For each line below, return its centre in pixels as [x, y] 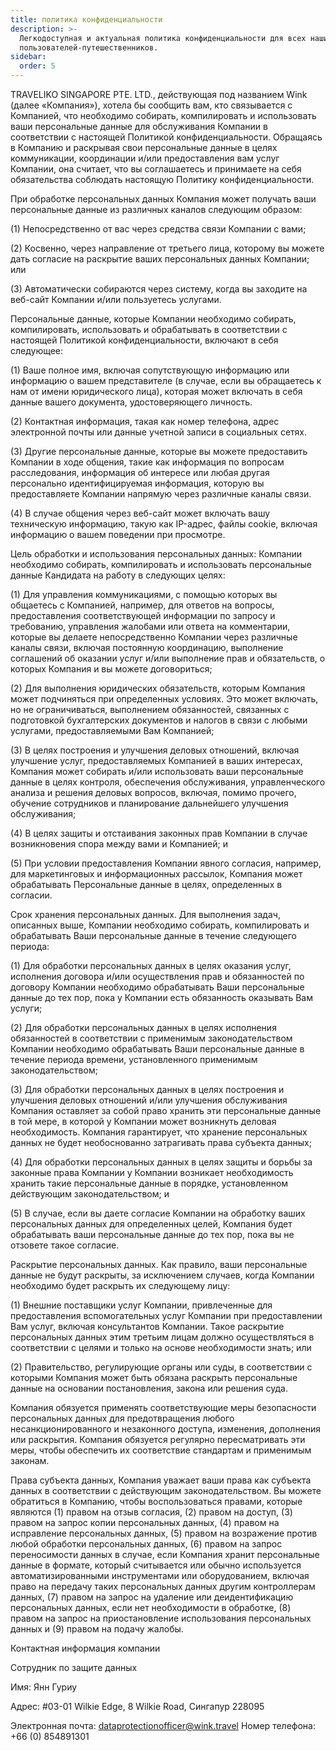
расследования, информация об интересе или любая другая [140, 472]
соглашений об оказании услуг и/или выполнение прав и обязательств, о [168, 658]
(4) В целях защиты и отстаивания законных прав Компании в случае [159, 833]
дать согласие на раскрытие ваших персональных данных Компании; [160, 259]
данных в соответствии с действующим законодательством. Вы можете [166, 1490]
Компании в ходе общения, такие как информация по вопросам [147, 462]
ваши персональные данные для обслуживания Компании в [139, 126]
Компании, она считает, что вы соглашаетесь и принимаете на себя [156, 169]
